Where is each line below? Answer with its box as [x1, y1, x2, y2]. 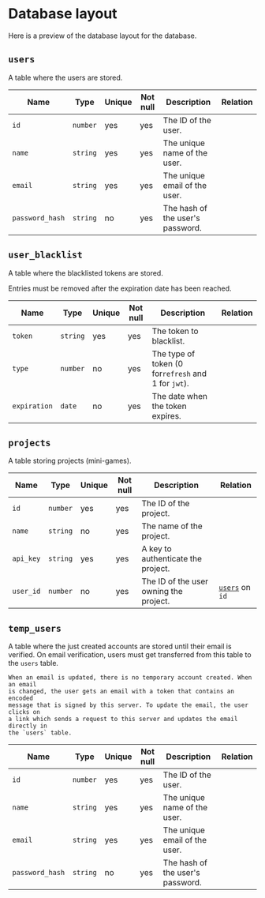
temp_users [8, 622, 62, 634]
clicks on [8, 708, 41, 716]
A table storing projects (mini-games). [8, 456, 132, 466]
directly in [8, 722, 47, 731]
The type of [151, 348, 196, 359]
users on [218, 582, 251, 593]
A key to [141, 543, 172, 554]
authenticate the [141, 554, 203, 565]
